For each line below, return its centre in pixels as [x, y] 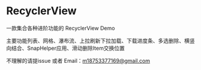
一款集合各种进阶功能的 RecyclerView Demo [61, 28]
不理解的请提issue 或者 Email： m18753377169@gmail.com [78, 61]
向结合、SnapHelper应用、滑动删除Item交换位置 [66, 48]
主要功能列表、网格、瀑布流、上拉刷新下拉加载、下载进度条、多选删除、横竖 [100, 40]
